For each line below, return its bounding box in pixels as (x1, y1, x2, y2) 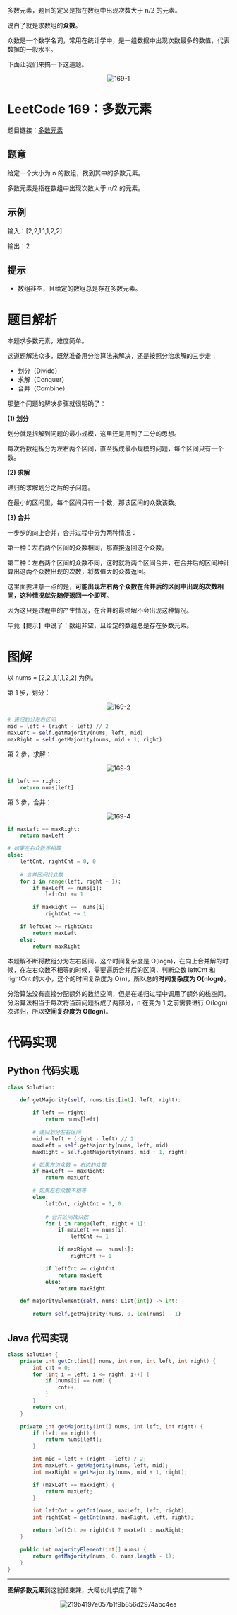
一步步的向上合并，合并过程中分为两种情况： (7, 528, 138, 537)
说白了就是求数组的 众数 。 (7, 21, 82, 30)
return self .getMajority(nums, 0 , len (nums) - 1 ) (32, 1311, 181, 1318)
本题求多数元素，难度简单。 (7, 337, 88, 345)
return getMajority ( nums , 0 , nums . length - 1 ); (32, 1552, 175, 1560)
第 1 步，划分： (7, 688, 51, 697)
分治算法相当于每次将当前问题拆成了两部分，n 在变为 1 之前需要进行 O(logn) (7, 998, 228, 1007)
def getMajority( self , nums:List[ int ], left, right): (20, 1096, 181, 1104)
